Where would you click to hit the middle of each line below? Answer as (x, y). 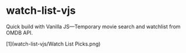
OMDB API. (20, 32)
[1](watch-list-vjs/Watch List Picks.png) (53, 44)
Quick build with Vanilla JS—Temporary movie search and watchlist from (93, 26)
